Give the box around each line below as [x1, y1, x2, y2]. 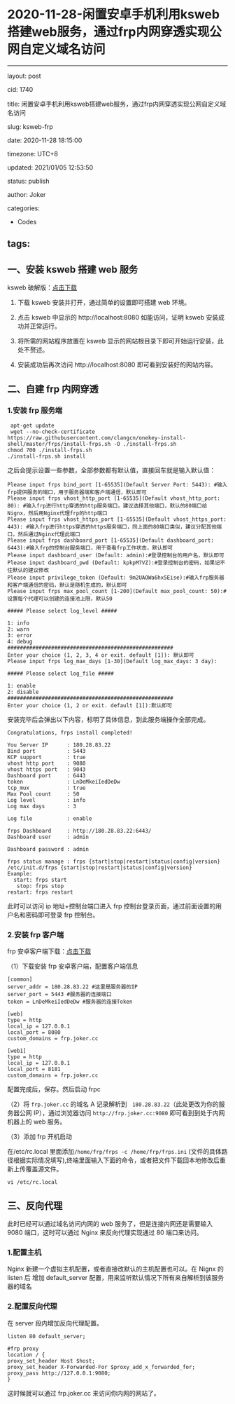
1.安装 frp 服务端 [7, 406, 63, 416]
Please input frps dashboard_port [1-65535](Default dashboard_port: [7, 537, 215, 544]
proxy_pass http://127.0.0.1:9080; [7, 1370, 111, 1377]
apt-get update [10, 422, 55, 429]
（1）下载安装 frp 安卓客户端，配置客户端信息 [7, 962, 138, 971]
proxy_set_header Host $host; [7, 1357, 96, 1364]
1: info [7, 620, 30, 627]
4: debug [7, 638, 33, 645]
